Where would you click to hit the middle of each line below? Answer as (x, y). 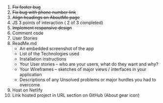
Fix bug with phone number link (44, 12)
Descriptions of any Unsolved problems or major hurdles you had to (88, 80)
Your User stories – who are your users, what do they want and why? (89, 64)
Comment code (28, 33)
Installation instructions (43, 59)
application (31, 74)
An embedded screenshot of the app (57, 49)
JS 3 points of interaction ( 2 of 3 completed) (58, 22)
